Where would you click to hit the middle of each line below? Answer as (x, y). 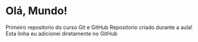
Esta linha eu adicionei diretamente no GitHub (62, 33)
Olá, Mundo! (37, 11)
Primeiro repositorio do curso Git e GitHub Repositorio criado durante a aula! (99, 27)
